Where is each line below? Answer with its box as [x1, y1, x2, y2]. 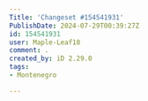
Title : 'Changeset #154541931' [9, 12, 124, 22]
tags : [9, 63, 29, 72]
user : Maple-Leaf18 [9, 37, 81, 47]
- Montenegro [9, 71, 57, 80]
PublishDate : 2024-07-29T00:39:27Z [9, 21, 140, 30]
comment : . [9, 46, 49, 55]
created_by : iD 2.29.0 [9, 54, 92, 63]
